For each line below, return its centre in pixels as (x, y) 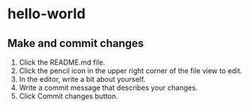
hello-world (47, 14)
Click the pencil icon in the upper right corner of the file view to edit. (131, 71)
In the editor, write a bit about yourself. (82, 79)
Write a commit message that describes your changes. (108, 88)
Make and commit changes (76, 43)
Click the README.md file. (62, 62)
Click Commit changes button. (68, 96)
